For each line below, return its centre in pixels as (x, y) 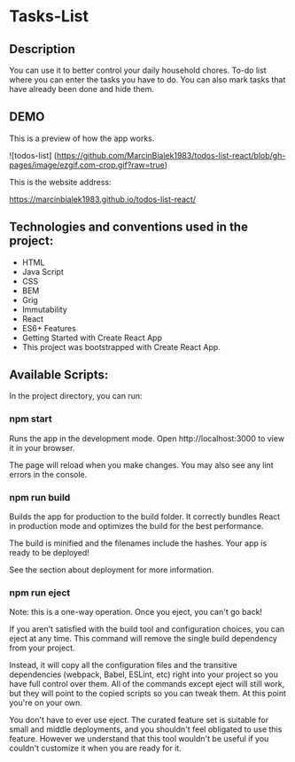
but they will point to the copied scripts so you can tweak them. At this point (147, 694)
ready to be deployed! (50, 553)
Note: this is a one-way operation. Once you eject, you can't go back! (136, 612)
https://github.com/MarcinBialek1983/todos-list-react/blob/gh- (171, 155)
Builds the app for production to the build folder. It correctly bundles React (145, 517)
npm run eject (40, 593)
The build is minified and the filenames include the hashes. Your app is (138, 543)
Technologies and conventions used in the (128, 227)
